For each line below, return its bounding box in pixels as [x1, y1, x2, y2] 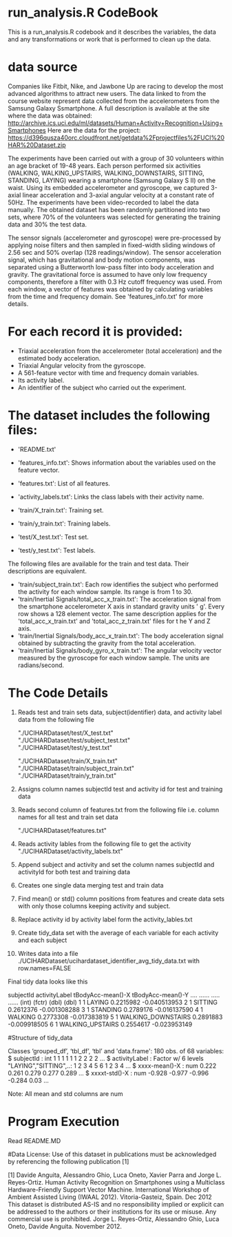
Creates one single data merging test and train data [17, 881, 164, 889]
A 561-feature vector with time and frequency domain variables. [17, 368, 199, 377]
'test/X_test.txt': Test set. [17, 533, 89, 541]
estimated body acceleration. [17, 354, 101, 362]
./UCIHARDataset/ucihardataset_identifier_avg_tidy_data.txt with [17, 957, 200, 965]
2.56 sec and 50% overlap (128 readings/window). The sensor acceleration [8, 248, 222, 256]
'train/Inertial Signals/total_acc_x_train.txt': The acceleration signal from [17, 595, 221, 603]
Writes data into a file [17, 949, 78, 957]
